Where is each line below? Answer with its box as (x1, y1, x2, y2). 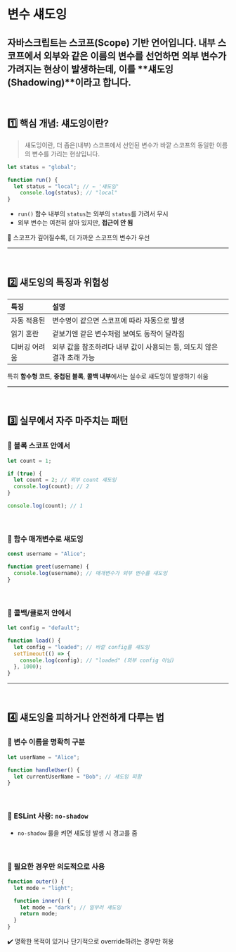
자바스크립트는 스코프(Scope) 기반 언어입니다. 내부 (7, 37, 216, 49)
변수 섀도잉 (7, 6, 67, 23)
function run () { (7, 176, 58, 183)
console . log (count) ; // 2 (13, 483, 90, 490)
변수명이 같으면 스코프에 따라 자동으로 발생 (52, 316, 185, 325)
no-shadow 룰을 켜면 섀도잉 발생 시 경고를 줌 (17, 829, 138, 837)
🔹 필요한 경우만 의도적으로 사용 (7, 861, 105, 871)
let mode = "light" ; (13, 884, 74, 891)
